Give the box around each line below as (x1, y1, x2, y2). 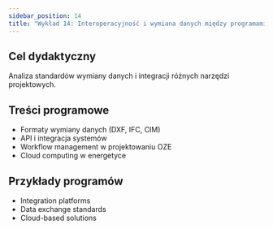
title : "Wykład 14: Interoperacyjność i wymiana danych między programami (8, 19, 267, 28)
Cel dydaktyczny (8, 50, 96, 63)
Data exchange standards (19, 204, 107, 214)
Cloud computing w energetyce (19, 151, 127, 161)
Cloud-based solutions (19, 213, 97, 223)
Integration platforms (19, 196, 91, 205)
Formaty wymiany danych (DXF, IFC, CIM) (19, 125, 161, 135)
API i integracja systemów (19, 133, 107, 143)
